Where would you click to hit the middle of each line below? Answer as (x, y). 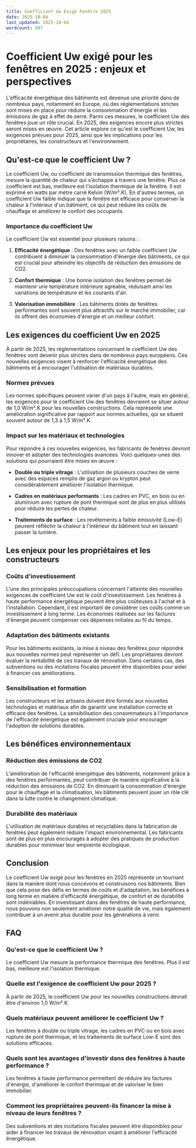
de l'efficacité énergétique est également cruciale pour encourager (87, 719)
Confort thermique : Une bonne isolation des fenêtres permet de (93, 280)
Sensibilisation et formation (46, 688)
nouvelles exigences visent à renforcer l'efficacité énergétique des (86, 362)
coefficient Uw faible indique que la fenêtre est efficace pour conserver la (95, 199)
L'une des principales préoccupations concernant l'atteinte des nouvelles (94, 589)
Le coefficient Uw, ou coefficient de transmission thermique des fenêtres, (94, 174)
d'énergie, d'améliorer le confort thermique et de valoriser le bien (85, 1085)
